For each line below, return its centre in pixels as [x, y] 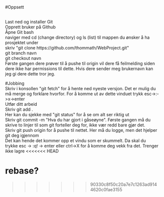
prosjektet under [22, 43]
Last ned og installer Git [29, 22]
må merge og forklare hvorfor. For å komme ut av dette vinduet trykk [74, 94]
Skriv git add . [19, 109]
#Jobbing [15, 83]
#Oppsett [15, 7]
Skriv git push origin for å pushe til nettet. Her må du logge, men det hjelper [81, 130]
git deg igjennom [22, 135]
